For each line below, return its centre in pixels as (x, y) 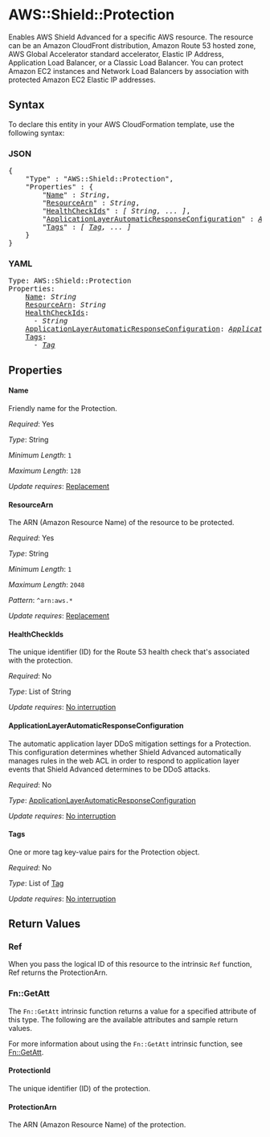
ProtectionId (29, 1070)
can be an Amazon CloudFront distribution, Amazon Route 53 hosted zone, (132, 45)
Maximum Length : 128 (45, 471)
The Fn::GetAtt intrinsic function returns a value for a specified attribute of (133, 1011)
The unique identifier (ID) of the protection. (80, 1088)
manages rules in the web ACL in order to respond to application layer (124, 760)
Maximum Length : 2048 (47, 585)
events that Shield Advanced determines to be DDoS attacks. (109, 769)
